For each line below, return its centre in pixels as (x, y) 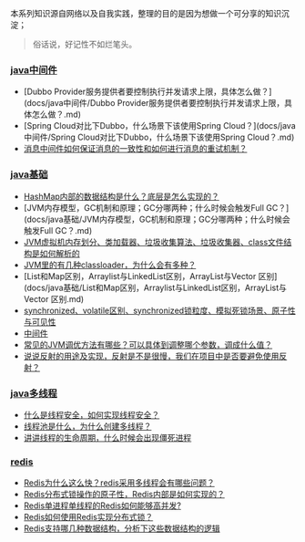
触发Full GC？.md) (58, 230)
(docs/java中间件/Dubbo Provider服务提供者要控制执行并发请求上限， (154, 103)
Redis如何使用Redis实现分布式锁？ (88, 517)
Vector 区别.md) (54, 298)
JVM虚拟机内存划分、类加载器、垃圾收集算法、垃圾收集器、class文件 (154, 242)
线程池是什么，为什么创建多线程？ (87, 426)
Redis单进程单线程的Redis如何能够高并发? (102, 506)
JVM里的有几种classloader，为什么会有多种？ (110, 265)
